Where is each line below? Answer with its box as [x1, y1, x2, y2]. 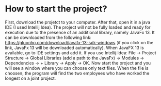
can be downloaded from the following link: [5, 35, 92, 40]
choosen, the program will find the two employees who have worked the [5, 70, 149, 76]
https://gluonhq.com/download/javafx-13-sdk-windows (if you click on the [5, 39, 154, 45]
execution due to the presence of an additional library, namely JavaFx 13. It [5, 29, 155, 35]
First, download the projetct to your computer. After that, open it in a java [5, 19, 150, 25]
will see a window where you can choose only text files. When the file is [5, 65, 149, 71]
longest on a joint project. [5, 75, 56, 81]
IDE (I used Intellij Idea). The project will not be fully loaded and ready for [5, 24, 151, 30]
